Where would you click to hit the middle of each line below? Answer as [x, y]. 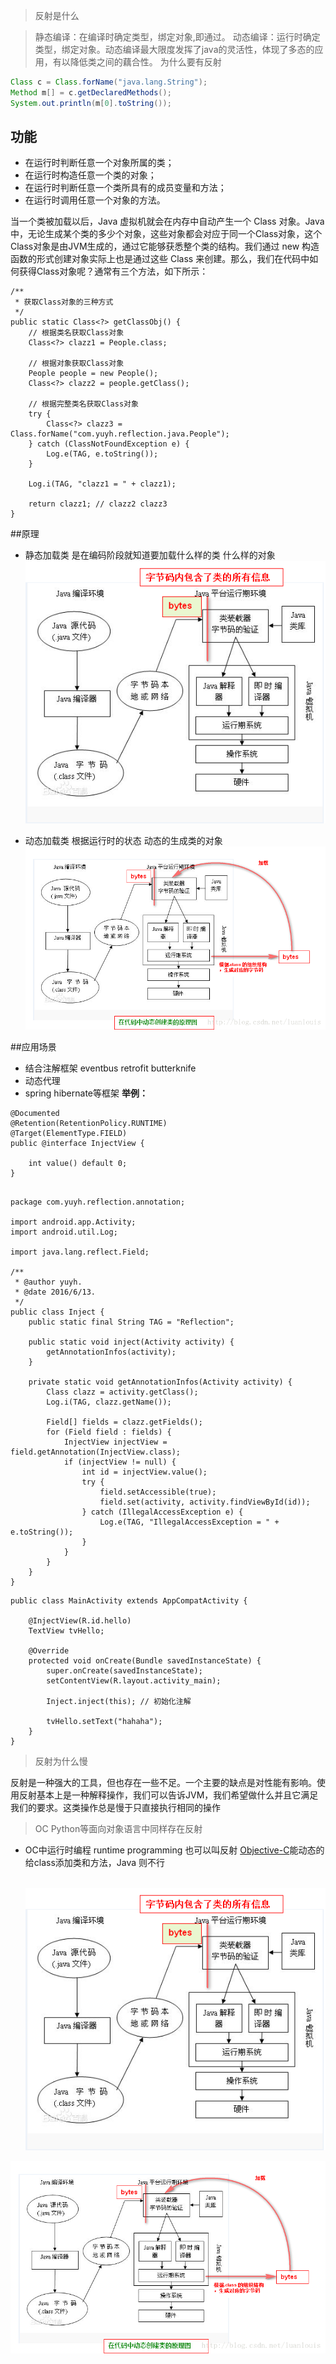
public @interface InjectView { [77, 1144]
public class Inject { [57, 1312]
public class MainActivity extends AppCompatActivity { [129, 1601]
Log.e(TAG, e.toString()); [102, 454]
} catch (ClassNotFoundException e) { [109, 444]
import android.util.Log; [64, 1232]
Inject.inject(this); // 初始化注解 [119, 1702]
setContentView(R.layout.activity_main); [134, 1681]
